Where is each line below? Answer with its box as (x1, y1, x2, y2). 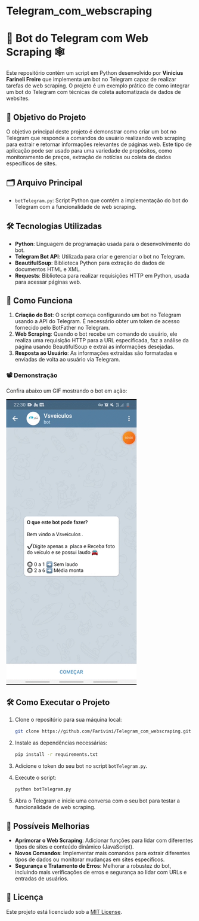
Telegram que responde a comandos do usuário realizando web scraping (6, 134, 186, 141)
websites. (6, 95, 30, 102)
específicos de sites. (6, 160, 57, 167)
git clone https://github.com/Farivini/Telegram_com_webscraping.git (14, 728, 192, 734)
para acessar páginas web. (14, 278, 82, 285)
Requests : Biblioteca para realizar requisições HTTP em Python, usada (14, 272, 189, 279)
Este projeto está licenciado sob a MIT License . (6, 908, 122, 915)
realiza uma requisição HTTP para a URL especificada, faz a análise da (14, 337, 189, 344)
